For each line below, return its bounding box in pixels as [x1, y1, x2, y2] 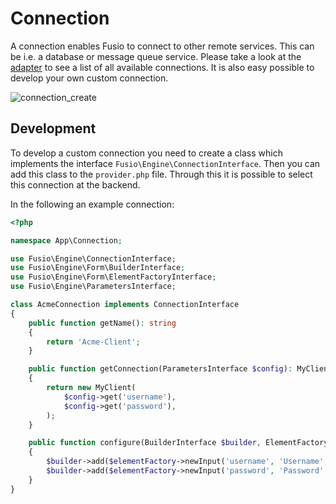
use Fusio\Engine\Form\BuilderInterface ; [10, 263, 186, 273]
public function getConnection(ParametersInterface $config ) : [28, 364, 293, 374]
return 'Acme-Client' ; [46, 337, 141, 347]
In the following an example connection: [10, 198, 175, 210]
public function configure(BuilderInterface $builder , [28, 438, 262, 448]
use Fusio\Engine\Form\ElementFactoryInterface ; [10, 272, 217, 282]
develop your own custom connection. [10, 72, 169, 84]
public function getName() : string [28, 318, 177, 328]
